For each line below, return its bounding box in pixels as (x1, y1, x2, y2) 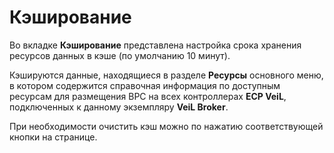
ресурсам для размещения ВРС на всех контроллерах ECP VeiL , (9, 90, 287, 102)
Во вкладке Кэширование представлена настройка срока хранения (9, 39, 302, 51)
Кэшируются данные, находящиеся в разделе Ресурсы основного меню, (9, 69, 324, 81)
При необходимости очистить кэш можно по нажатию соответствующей (9, 120, 324, 132)
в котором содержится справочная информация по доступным (9, 79, 281, 91)
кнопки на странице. (9, 131, 98, 143)
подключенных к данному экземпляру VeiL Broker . (9, 101, 229, 113)
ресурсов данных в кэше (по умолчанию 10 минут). (9, 49, 231, 61)
